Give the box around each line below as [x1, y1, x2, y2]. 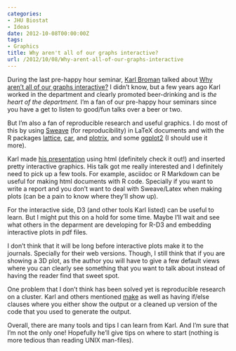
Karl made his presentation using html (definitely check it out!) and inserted [7, 154, 225, 163]
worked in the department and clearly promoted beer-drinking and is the [7, 90, 217, 98]
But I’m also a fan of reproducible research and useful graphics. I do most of [7, 119, 228, 127]
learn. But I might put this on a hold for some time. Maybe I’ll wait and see [7, 213, 220, 221]
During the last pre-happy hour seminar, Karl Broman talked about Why [7, 75, 213, 84]
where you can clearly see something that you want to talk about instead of [7, 264, 225, 272]
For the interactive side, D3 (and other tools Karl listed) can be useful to [7, 205, 214, 214]
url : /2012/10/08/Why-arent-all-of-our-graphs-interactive [7, 56, 184, 63]
